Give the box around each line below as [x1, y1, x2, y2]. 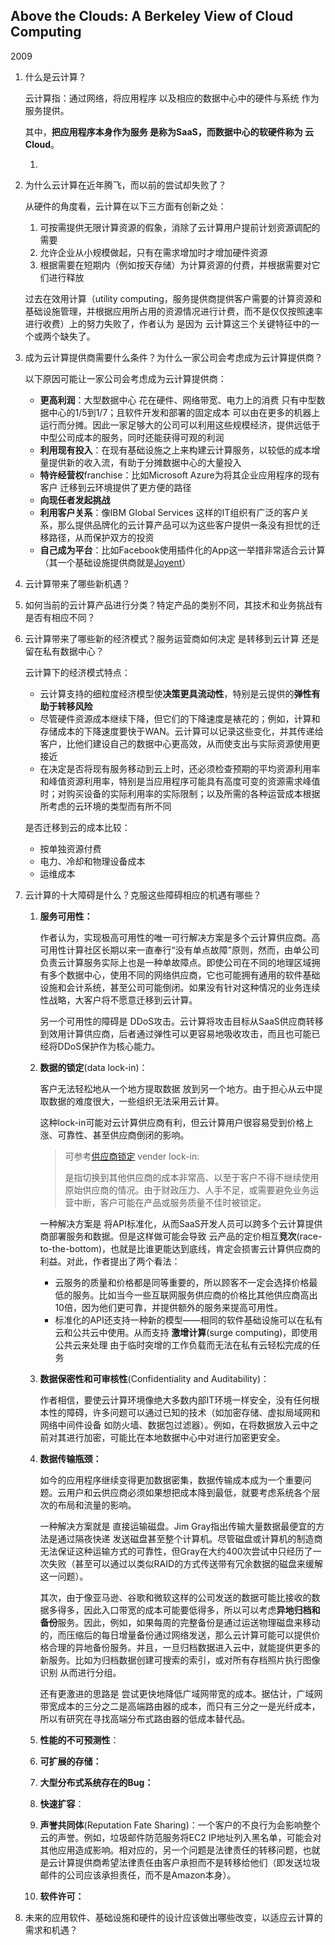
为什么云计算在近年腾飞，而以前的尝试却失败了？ [24, 179, 227, 191]
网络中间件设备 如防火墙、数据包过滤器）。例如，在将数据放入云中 [39, 1419, 310, 1431]
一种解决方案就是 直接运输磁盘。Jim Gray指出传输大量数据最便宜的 [39, 1520, 317, 1532]
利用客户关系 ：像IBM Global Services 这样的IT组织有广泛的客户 [39, 506, 301, 518]
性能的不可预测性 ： [39, 1734, 120, 1746]
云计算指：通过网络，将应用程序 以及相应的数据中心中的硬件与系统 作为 [24, 92, 320, 104]
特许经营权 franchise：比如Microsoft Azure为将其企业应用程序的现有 [39, 469, 320, 481]
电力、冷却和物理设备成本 [39, 855, 146, 867]
